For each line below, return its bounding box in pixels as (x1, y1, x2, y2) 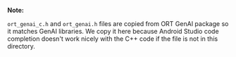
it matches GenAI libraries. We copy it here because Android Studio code (7, 27, 220, 35)
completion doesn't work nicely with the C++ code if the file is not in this (7, 34, 218, 43)
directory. (7, 42, 35, 50)
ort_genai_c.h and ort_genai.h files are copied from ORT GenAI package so (7, 20, 229, 27)
